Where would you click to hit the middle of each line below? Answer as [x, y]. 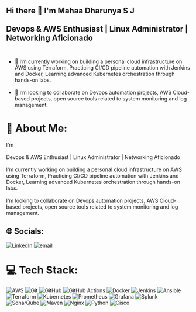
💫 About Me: [37, 129]
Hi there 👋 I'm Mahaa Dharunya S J [70, 11]
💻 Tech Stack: [42, 270]
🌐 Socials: [25, 231]
